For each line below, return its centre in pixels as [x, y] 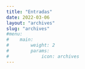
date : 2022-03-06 [28, 17]
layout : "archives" [31, 23]
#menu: [14, 34]
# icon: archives [43, 56]
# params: [28, 51]
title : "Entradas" [29, 12]
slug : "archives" [28, 28]
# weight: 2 [31, 46]
